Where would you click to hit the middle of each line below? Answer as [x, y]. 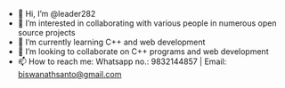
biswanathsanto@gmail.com [69, 74]
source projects [46, 32]
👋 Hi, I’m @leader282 [57, 14]
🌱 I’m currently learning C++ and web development [111, 42]
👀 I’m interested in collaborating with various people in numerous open [147, 23]
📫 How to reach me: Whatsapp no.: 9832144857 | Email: [122, 61]
